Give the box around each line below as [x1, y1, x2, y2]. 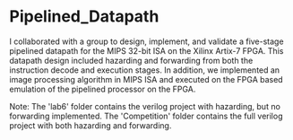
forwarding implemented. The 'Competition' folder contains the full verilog [9, 110, 283, 121]
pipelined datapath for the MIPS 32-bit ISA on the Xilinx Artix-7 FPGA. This [9, 45, 284, 56]
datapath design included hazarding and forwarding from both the [9, 55, 254, 66]
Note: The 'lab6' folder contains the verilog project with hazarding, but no [9, 101, 280, 111]
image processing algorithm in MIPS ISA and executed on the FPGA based [9, 74, 284, 84]
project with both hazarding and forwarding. [9, 119, 172, 131]
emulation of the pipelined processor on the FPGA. [9, 83, 196, 94]
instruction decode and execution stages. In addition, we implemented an [9, 65, 280, 75]
